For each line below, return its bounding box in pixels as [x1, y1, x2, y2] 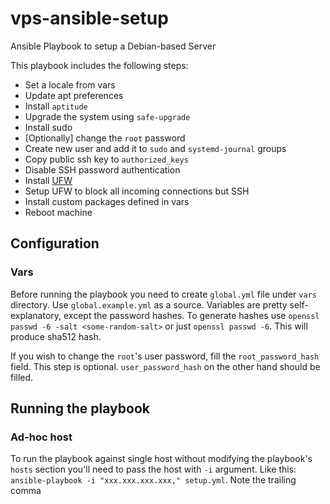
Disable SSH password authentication [24, 163, 181, 176]
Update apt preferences [24, 89, 124, 101]
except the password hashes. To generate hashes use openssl [63, 309, 320, 321]
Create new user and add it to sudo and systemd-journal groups [24, 142, 287, 154]
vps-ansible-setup [10, 7, 169, 30]
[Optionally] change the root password [24, 132, 186, 144]
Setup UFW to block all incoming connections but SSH [24, 185, 250, 197]
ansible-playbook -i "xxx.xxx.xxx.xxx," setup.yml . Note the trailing [10, 474, 297, 486]
